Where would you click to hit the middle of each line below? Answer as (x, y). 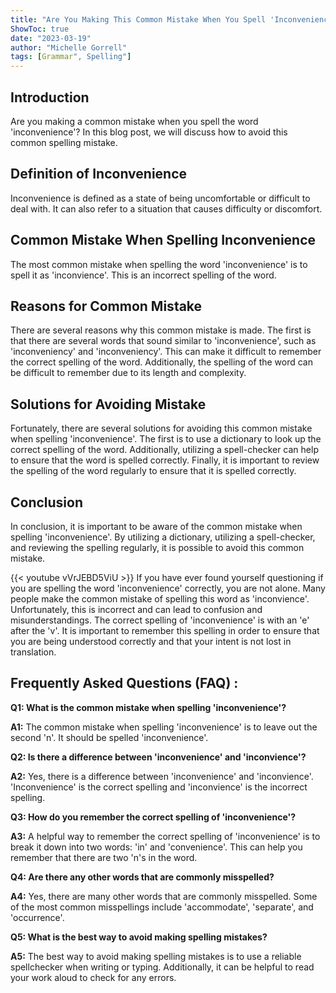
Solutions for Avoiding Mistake (108, 404)
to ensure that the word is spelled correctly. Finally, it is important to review (165, 460)
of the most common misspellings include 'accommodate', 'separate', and (162, 907)
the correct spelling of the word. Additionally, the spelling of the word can (161, 362)
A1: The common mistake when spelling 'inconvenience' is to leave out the (164, 727)
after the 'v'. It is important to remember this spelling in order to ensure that (165, 630)
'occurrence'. (37, 917)
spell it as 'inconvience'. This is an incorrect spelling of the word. (143, 275)
